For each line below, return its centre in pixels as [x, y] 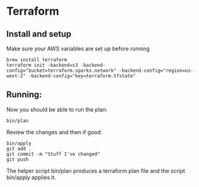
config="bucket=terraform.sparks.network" [61, 71]
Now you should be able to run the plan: [57, 109]
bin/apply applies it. [31, 177]
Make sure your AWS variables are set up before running [78, 48]
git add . [19, 148]
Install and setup [39, 34]
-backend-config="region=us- [156, 71]
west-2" [16, 76]
